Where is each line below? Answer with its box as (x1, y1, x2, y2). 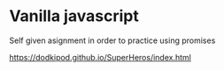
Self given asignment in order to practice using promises (9, 35, 216, 46)
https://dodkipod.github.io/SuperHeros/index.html (9, 52, 192, 62)
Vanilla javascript (9, 6, 139, 26)
